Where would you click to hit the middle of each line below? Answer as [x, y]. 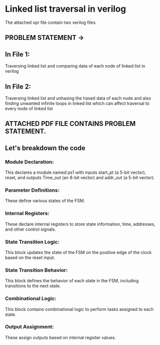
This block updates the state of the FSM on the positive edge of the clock [78, 252]
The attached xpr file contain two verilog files [50, 22]
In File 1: [17, 54]
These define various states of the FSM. [45, 201]
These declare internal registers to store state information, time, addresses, [80, 224]
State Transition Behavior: [36, 270]
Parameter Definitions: [32, 190]
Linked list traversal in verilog [65, 9]
